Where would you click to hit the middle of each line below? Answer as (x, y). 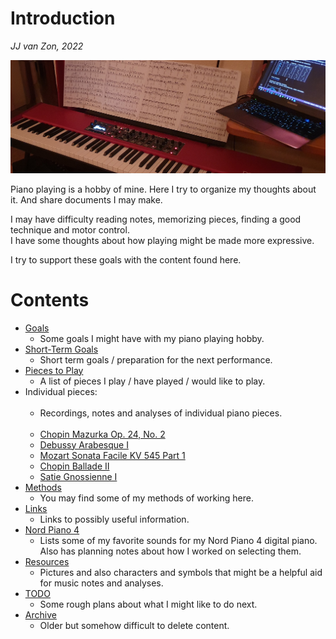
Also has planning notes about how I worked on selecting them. (170, 551)
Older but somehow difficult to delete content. (134, 625)
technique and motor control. (70, 229)
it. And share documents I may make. (86, 199)
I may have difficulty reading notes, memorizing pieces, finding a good (156, 219)
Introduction (63, 18)
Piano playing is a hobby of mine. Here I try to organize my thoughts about (163, 189)
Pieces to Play (54, 370)
